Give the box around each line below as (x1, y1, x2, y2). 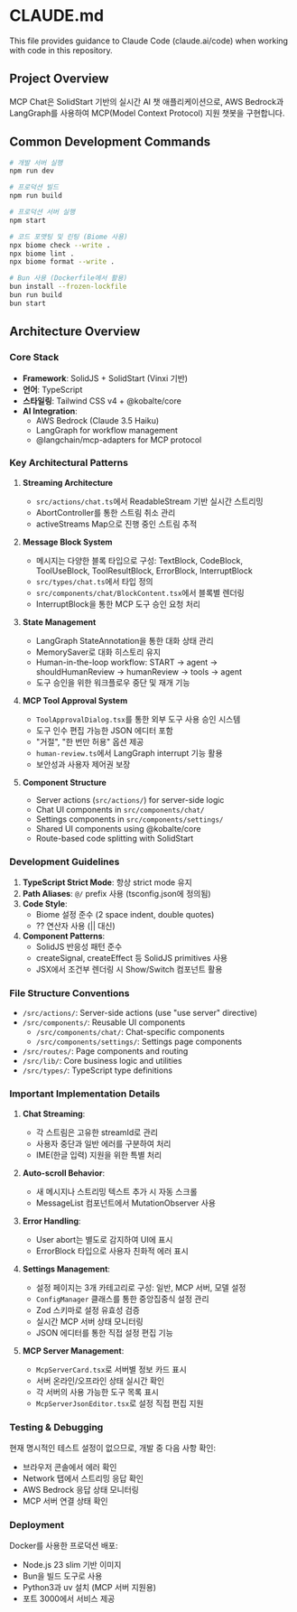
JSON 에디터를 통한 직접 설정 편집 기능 (35, 1327, 173, 1337)
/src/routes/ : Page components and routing (22, 1046, 189, 1057)
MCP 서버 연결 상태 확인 (22, 1496, 108, 1506)
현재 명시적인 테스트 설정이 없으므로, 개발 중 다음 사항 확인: (9, 1442, 217, 1453)
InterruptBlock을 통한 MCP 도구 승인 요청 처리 (35, 598, 201, 610)
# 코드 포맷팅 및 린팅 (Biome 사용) (9, 232, 128, 241)
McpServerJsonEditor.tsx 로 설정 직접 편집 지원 (35, 1397, 204, 1409)
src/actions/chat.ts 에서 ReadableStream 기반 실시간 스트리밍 (35, 496, 264, 507)
